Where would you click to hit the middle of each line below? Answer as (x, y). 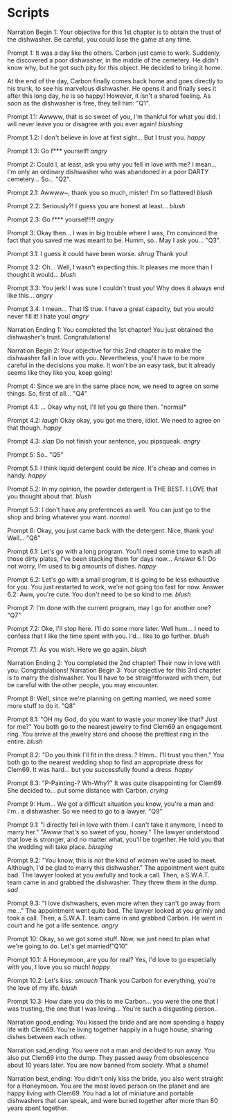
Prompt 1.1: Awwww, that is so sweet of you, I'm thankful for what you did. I (114, 117)
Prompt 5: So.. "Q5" (35, 454)
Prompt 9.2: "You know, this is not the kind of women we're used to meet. (112, 860)
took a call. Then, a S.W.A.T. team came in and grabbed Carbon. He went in (115, 918)
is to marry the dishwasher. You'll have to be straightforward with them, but (114, 678)
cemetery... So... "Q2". (39, 179)
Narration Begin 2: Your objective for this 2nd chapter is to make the (105, 350)
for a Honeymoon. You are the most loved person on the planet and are (108, 1086)
